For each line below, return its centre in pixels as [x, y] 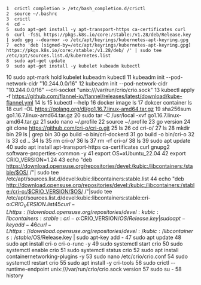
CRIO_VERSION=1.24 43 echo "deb [49, 160]
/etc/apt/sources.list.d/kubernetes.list [59, 56]
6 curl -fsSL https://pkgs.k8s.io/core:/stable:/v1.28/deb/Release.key [99, 35]
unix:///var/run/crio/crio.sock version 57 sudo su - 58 [116, 269]
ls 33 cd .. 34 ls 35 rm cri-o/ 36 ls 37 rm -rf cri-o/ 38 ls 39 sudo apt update [98, 141]
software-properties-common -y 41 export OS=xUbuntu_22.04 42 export [96, 153]
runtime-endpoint [28, 269]
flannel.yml [20, 102]
